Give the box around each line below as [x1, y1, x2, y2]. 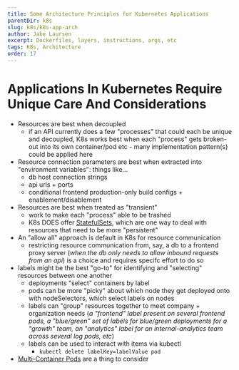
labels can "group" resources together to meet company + [28, 301, 200, 310]
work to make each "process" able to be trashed [28, 210, 171, 219]
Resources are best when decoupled [17, 119, 126, 128]
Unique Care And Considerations [7, 96, 207, 113]
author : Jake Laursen [7, 30, 72, 38]
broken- [203, 135, 227, 143]
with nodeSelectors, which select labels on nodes [28, 294, 175, 302]
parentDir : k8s [7, 17, 53, 24]
